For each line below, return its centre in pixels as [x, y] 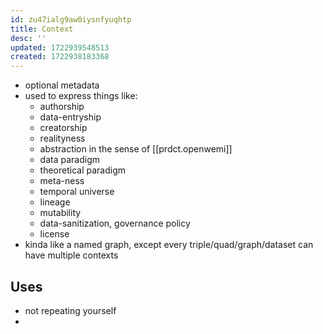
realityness [62, 138]
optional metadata [62, 85]
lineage [55, 202]
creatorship [63, 128]
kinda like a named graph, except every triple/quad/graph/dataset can [169, 245]
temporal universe [77, 192]
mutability [60, 213]
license [54, 234]
